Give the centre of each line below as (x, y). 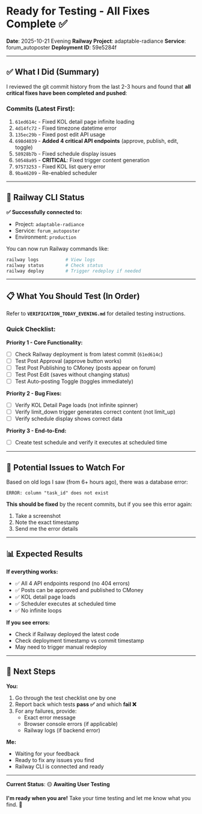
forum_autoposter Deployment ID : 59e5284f (62, 47)
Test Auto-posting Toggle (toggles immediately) (74, 381)
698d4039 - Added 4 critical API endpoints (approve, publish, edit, (96, 141)
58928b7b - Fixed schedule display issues (65, 154)
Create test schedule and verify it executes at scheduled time (91, 443)
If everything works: (32, 572)
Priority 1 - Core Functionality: (44, 342)
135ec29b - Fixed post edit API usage (60, 134)
